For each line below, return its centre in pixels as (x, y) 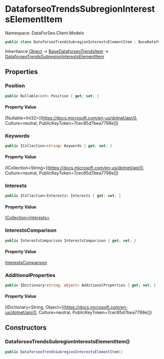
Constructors (26, 328)
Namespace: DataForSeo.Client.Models (45, 33)
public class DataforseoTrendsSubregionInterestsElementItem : (71, 42)
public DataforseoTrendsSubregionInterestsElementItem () (64, 352)
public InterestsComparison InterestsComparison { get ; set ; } (71, 241)
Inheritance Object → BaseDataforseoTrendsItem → (57, 51)
